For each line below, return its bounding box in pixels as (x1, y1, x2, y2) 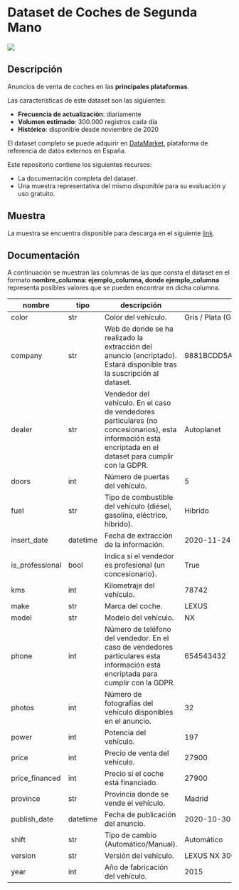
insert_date (11, 536, 48, 546)
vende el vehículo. (104, 798, 166, 808)
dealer (11, 425, 33, 435)
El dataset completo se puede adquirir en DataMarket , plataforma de (7, 138, 208, 147)
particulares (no (104, 416, 158, 426)
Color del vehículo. (104, 312, 167, 322)
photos (11, 703, 34, 713)
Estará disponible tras (104, 359, 177, 369)
